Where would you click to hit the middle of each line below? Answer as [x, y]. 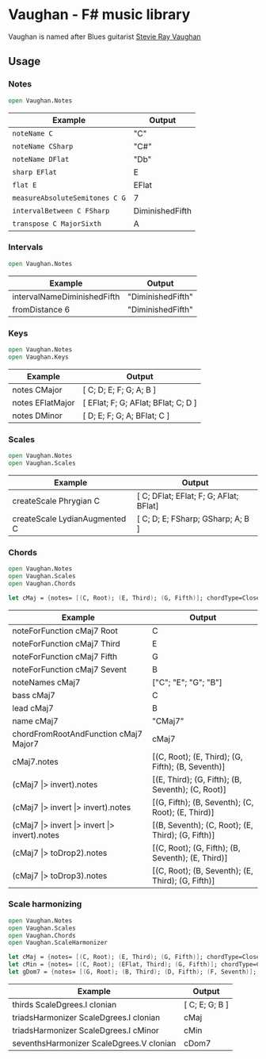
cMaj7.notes [36, 762]
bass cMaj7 [34, 695]
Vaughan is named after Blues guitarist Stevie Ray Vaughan [105, 36]
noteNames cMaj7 [46, 682]
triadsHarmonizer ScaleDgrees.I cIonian [86, 1017]
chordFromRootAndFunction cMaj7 [78, 734]
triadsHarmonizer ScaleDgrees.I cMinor [86, 1030]
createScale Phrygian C [56, 501]
